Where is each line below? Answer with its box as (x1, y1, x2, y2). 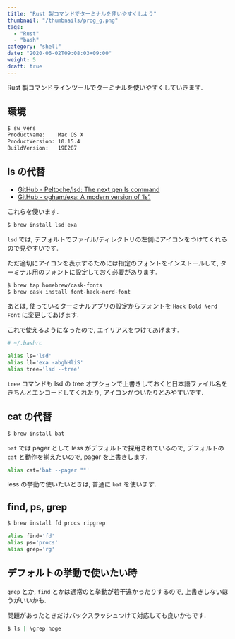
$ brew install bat (7, 430, 65, 437)
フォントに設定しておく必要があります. (44, 268, 157, 276)
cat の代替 (7, 411, 52, 423)
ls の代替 (7, 166, 46, 178)
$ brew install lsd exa (7, 221, 78, 228)
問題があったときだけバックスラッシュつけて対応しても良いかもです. (7, 611, 206, 619)
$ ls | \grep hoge (7, 625, 61, 632)
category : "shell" (7, 43, 61, 50)
